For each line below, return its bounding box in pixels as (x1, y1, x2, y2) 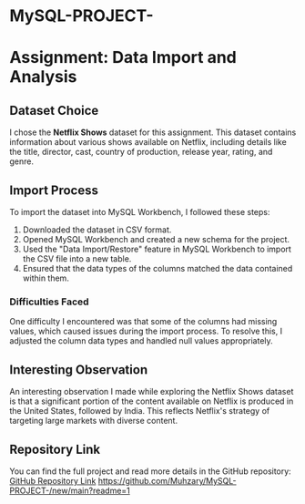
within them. (22, 273, 70, 283)
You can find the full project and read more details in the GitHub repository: (9, 466, 291, 477)
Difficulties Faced (9, 295, 89, 308)
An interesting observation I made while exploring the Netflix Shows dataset (9, 386, 294, 397)
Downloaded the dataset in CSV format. (22, 224, 172, 235)
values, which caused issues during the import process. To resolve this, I (9, 325, 283, 337)
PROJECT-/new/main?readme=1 (9, 485, 130, 496)
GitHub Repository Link (9, 475, 97, 486)
